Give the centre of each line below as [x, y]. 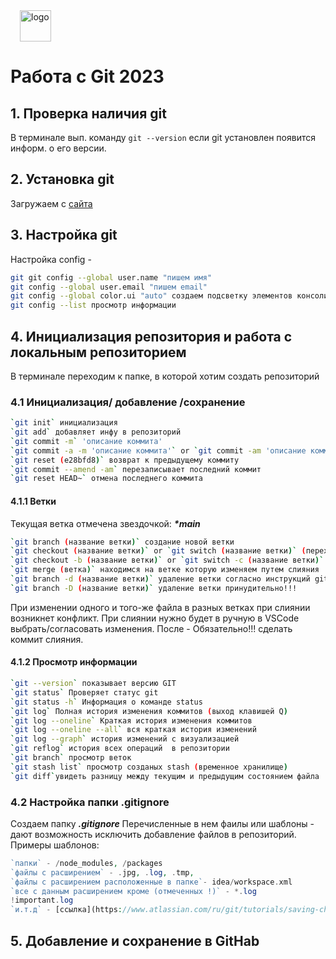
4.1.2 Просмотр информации [74, 662]
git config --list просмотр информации [93, 305]
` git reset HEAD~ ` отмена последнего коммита [106, 479]
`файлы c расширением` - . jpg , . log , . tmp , [102, 872]
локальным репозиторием [98, 352]
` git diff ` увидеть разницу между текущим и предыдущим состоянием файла [165, 776]
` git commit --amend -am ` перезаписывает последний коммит [136, 469]
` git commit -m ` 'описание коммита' [86, 441]
